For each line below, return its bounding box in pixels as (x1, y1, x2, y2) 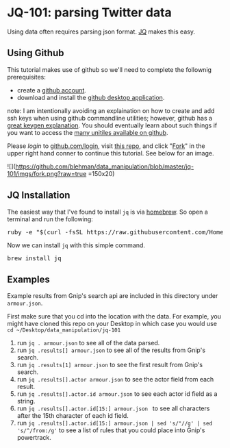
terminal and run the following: (7, 214, 94, 223)
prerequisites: (7, 73, 47, 81)
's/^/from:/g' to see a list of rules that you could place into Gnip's (16, 426, 205, 434)
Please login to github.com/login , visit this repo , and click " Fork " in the (7, 142, 205, 150)
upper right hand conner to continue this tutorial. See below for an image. (7, 149, 214, 157)
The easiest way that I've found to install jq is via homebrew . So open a (7, 208, 209, 216)
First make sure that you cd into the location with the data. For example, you (7, 312, 221, 321)
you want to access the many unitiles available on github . (7, 128, 168, 136)
